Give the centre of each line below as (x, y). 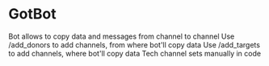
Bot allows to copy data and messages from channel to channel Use (122, 36)
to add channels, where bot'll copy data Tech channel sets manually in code (134, 53)
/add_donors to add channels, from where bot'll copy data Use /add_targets (134, 44)
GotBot (32, 14)
